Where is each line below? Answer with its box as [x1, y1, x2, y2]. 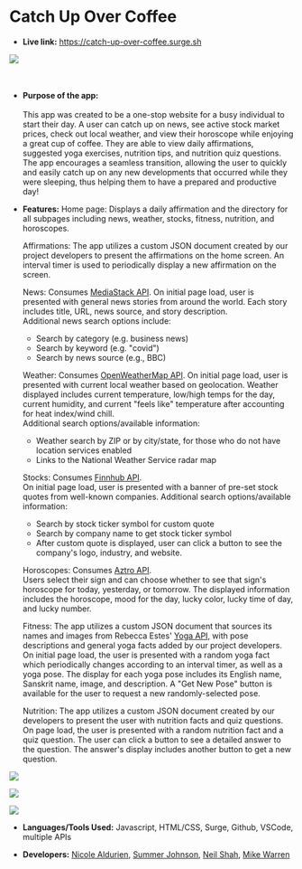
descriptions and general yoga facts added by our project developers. [22, 639, 282, 650]
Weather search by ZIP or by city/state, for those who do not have [35, 435, 281, 446]
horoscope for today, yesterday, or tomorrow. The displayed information [22, 583, 290, 594]
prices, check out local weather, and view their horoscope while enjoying [22, 128, 294, 139]
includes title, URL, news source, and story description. [22, 306, 228, 316]
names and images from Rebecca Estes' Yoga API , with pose [22, 630, 250, 641]
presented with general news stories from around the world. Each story [22, 296, 288, 307]
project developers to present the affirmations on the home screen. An [22, 250, 285, 260]
